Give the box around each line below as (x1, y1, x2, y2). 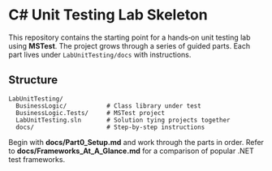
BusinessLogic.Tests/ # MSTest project (15, 109, 165, 117)
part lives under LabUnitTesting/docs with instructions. (8, 49, 192, 59)
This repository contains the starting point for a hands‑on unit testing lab (8, 32, 251, 42)
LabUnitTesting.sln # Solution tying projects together (15, 116, 231, 124)
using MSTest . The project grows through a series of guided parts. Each (8, 41, 250, 50)
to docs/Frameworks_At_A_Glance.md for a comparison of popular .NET (8, 146, 254, 156)
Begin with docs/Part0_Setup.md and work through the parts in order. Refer (8, 137, 264, 147)
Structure (8, 73, 58, 87)
